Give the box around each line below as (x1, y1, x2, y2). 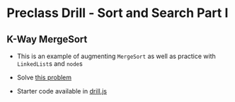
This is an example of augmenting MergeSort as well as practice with (16, 52, 217, 60)
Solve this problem (16, 73, 72, 81)
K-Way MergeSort (6, 33, 88, 45)
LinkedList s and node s (16, 59, 83, 68)
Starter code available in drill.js (16, 87, 108, 95)
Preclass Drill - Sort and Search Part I (6, 5, 229, 21)
